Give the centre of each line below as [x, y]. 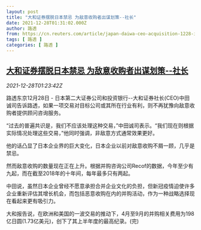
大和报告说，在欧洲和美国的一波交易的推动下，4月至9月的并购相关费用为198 [100, 213]
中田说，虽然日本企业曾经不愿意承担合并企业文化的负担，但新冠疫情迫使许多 [100, 186]
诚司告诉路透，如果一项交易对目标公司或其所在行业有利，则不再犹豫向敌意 [98, 105]
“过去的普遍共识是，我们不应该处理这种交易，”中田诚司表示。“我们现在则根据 [100, 125]
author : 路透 [22, 28]
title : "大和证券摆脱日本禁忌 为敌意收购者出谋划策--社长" [71, 17]
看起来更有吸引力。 [35, 201]
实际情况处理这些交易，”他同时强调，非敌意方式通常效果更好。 [82, 133]
